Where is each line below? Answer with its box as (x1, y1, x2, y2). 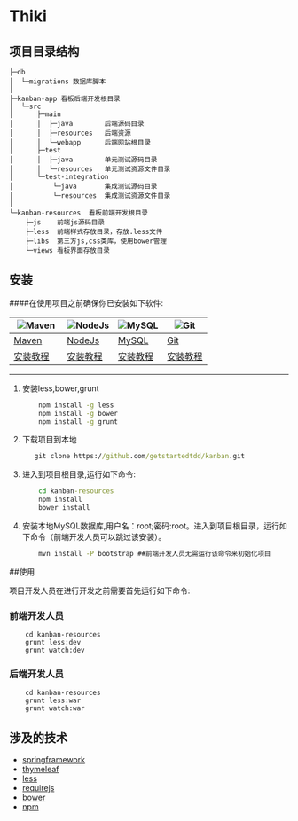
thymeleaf (21, 764, 59, 775)
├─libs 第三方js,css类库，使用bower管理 (25, 237, 167, 246)
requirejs (21, 783, 55, 794)
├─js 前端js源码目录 (25, 218, 105, 227)
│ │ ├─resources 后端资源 (9, 129, 131, 137)
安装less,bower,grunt (21, 383, 99, 394)
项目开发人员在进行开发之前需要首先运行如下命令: (9, 585, 191, 596)
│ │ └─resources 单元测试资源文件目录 (9, 165, 171, 174)
